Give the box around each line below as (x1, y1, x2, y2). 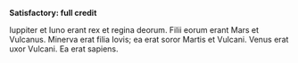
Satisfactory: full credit (9, 8, 97, 18)
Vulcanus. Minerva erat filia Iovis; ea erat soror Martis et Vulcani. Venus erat (9, 35, 289, 44)
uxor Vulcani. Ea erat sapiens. (9, 43, 119, 54)
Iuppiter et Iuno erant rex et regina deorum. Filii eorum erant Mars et (9, 25, 260, 35)
